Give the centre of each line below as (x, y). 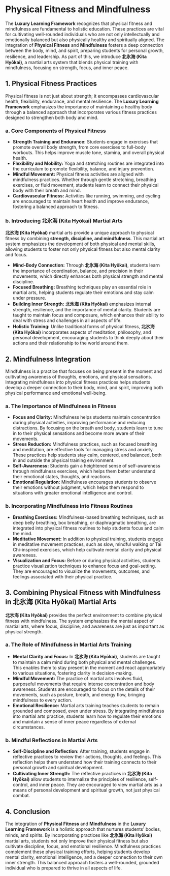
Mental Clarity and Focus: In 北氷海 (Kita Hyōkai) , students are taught (87, 656)
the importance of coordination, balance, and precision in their (78, 271)
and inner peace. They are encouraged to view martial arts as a (96, 785)
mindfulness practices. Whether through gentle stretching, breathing (84, 180)
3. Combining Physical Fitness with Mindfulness (83, 593)
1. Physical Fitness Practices (51, 84)
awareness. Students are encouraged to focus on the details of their (84, 689)
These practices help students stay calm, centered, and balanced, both (87, 455)
